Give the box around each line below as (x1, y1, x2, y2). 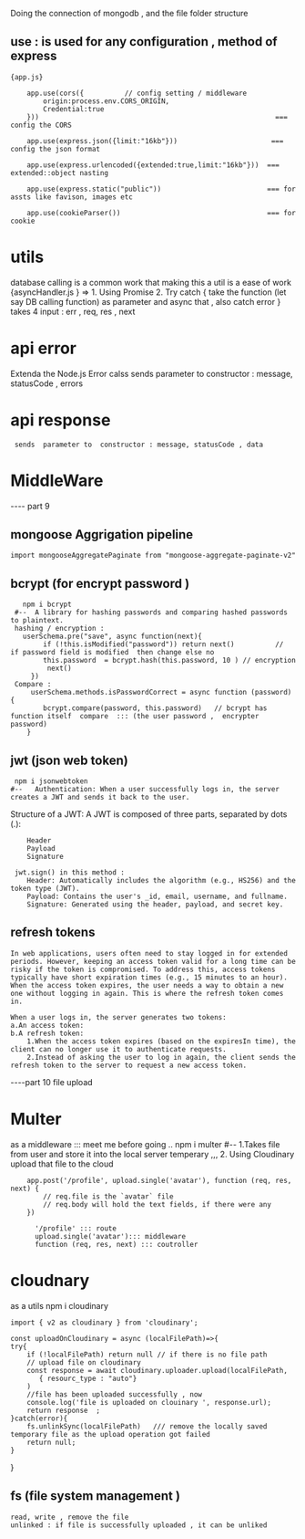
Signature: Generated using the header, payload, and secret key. (26, 900, 284, 909)
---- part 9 (10, 500, 50, 511)
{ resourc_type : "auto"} (38, 1374, 137, 1383)
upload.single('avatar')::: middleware (34, 1231, 186, 1241)
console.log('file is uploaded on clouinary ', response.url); (26, 1398, 272, 1407)
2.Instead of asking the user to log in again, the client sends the (26, 1052, 297, 1062)
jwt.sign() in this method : (14, 868, 126, 877)
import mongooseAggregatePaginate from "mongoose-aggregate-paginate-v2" (10, 551, 297, 560)
